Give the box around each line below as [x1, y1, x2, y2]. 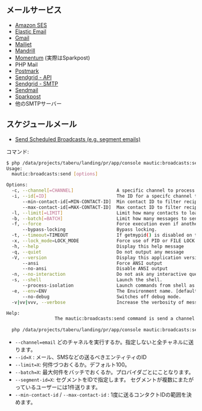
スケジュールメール [6, 119, 77, 130]
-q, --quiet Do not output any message [11, 249, 185, 255]
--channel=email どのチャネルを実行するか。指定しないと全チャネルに [14, 338, 189, 346]
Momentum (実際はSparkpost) [14, 54, 90, 61]
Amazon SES [14, 21, 47, 28]
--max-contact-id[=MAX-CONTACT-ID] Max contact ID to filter [22, 204, 182, 210]
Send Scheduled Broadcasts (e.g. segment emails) [14, 135, 141, 142]
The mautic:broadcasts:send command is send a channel [54, 315, 195, 322]
